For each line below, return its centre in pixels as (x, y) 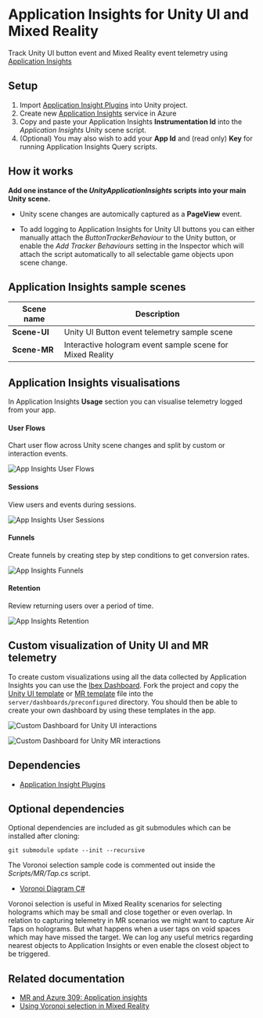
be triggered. (29, 954)
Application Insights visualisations (94, 383)
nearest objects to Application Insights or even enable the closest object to (129, 946)
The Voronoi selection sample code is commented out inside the (112, 865)
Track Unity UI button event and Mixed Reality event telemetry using (118, 53)
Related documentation (67, 978)
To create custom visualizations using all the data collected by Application (127, 676)
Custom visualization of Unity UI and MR (108, 646)
